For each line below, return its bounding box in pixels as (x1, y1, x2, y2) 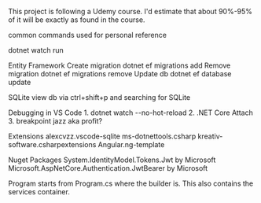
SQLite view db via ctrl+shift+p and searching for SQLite (8, 93, 191, 101)
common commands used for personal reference (8, 31, 167, 39)
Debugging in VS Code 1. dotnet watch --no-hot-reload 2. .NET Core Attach (8, 108, 253, 117)
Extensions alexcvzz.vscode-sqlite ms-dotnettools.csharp (8, 131, 197, 141)
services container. (8, 187, 71, 196)
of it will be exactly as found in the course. (8, 15, 145, 24)
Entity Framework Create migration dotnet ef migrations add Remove (8, 61, 231, 70)
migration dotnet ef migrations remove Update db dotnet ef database (8, 69, 232, 78)
